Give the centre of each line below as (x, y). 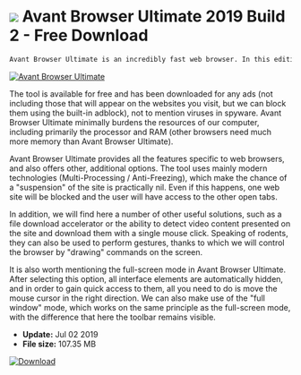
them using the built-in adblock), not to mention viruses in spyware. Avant (146, 113)
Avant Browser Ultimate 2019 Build (154, 17)
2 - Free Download (79, 35)
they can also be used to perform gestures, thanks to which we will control (147, 243)
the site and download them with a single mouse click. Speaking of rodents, (149, 233)
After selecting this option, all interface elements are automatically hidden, (146, 278)
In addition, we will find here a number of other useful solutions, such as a (146, 214)
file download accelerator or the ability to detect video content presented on (150, 223)
